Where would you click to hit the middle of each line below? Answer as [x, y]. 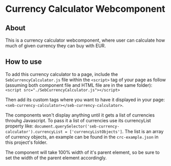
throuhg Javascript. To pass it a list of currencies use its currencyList [78, 120]
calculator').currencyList [34, 132]
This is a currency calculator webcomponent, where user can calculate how [85, 40]
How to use [24, 62]
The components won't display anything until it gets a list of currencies [80, 115]
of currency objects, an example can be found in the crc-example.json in [82, 137]
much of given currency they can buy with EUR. [56, 46]
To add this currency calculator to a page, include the [62, 74]
